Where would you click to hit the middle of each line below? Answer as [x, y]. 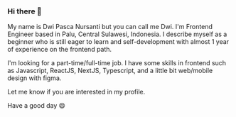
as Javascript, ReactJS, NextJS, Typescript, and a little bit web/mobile [110, 71]
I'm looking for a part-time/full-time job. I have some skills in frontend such [117, 63]
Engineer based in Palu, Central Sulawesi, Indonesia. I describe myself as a [117, 34]
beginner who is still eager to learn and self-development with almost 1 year [118, 42]
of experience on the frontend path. [60, 50]
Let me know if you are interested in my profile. [76, 92]
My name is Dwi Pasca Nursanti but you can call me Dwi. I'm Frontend [110, 27]
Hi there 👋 [25, 11]
